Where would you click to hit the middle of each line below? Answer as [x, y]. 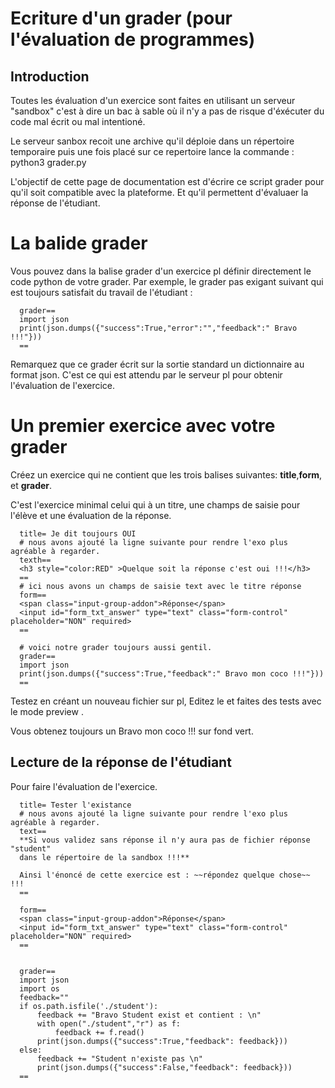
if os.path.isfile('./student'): [89, 1006]
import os [39, 988]
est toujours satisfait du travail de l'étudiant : [101, 292]
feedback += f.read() [99, 1032]
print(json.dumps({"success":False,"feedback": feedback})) [164, 1067]
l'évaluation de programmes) [133, 39]
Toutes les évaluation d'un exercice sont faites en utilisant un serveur [153, 100]
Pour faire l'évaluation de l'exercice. [84, 786]
